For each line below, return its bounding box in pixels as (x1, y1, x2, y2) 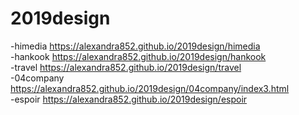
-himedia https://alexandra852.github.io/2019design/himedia (10, 40, 261, 52)
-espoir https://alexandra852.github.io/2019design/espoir (10, 93, 248, 105)
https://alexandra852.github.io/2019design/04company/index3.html (10, 82, 290, 94)
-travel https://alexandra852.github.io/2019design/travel (10, 61, 242, 73)
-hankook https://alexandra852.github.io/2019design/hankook (10, 50, 267, 62)
